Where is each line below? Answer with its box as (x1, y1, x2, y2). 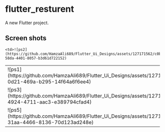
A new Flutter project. (5, 20, 49, 26)
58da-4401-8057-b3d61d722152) (5, 56, 67, 61)
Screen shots (5, 34, 47, 42)
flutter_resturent (5, 3, 75, 15)
